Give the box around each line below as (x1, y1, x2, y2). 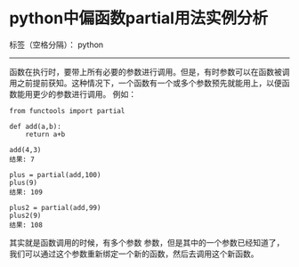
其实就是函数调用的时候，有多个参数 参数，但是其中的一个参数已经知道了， (9, 237, 285, 247)
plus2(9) (9, 211, 42, 220)
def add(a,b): (9, 122, 62, 131)
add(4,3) (9, 145, 42, 154)
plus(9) (9, 178, 38, 187)
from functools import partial (9, 106, 125, 116)
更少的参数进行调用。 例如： (32, 88, 136, 99)
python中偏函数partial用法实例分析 (9, 8, 269, 28)
